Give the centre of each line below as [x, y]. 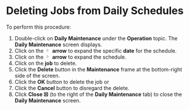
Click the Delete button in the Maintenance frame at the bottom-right [98, 69]
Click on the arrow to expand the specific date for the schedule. [95, 50]
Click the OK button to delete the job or [62, 82]
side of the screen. [37, 75]
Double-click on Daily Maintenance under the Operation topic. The [96, 38]
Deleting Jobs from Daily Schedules [95, 11]
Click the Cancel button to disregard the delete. [72, 88]
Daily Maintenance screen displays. [58, 44]
